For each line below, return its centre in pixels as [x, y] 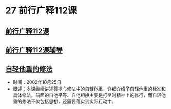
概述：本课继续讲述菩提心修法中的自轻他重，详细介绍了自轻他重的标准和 [89, 89]
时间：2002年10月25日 [37, 82]
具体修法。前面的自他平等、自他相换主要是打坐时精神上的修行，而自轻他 [89, 95]
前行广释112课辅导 [34, 50]
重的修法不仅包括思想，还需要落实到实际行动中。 [64, 101]
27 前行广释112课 [41, 10]
